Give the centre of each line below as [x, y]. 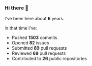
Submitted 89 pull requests [39, 48]
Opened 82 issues [31, 43]
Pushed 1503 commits [34, 38]
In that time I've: [21, 28]
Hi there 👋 [17, 8]
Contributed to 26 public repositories [49, 59]
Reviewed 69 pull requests [39, 53]
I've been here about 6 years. [34, 19]
